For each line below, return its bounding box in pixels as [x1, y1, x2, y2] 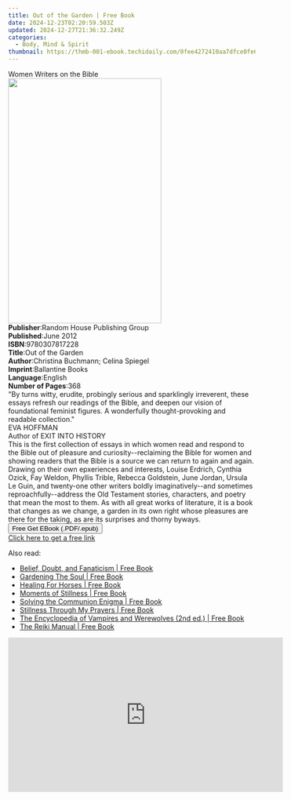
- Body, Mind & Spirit [15, 41, 89, 49]
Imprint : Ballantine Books [8, 365, 89, 373]
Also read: [8, 548, 42, 558]
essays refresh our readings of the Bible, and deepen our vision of [8, 398, 222, 407]
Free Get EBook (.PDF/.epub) [12, 525, 99, 533]
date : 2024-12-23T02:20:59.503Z [8, 19, 114, 27]
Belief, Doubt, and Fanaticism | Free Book [19, 564, 154, 573]
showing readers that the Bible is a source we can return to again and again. [8, 456, 255, 465]
